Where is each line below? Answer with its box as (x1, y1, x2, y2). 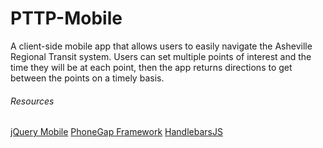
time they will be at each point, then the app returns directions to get (10, 61, 293, 73)
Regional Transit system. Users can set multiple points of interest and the (10, 50, 312, 62)
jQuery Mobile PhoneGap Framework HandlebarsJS (10, 126, 223, 138)
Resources (10, 95, 55, 107)
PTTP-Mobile (10, 7, 123, 30)
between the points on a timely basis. (10, 72, 165, 84)
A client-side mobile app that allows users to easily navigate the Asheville (10, 40, 313, 52)
